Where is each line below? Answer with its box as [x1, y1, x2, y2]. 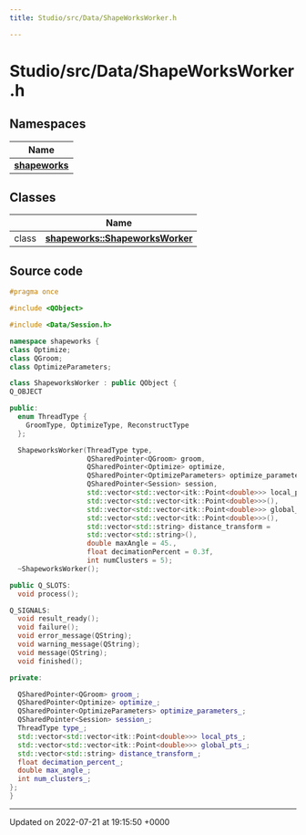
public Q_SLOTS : [9, 580, 71, 590]
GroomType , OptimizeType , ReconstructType [25, 421, 189, 430]
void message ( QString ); [17, 648, 107, 657]
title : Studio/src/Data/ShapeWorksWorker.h [9, 13, 178, 23]
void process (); [17, 590, 79, 599]
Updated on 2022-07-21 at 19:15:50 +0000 [9, 816, 170, 827]
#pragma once [9, 287, 59, 297]
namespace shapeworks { [9, 337, 100, 346]
